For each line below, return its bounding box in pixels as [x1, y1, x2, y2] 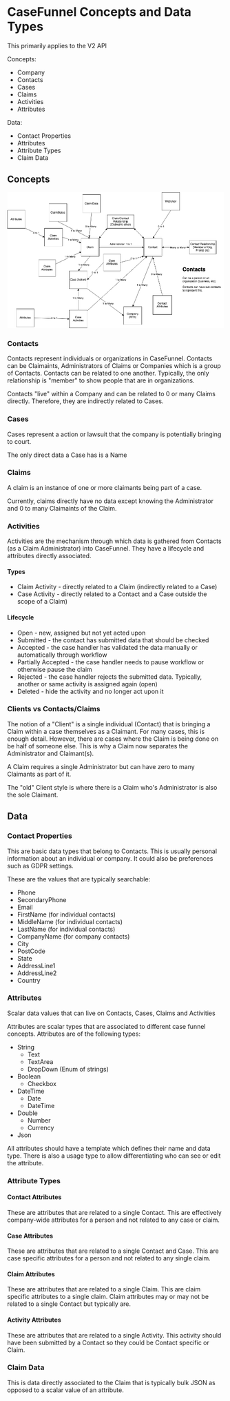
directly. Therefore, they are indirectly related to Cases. [7, 397, 164, 405]
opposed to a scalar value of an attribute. [7, 1386, 124, 1394]
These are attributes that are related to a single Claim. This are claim [7, 1285, 201, 1293]
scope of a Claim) [17, 597, 67, 606]
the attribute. [7, 1158, 44, 1167]
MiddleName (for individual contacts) [17, 917, 123, 926]
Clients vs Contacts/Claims [7, 704, 101, 714]
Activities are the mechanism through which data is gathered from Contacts [7, 537, 222, 545]
